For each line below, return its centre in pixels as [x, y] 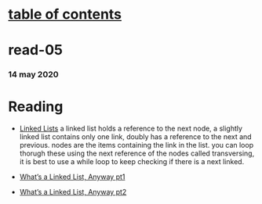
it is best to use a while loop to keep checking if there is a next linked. [132, 162]
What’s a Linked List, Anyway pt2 [73, 192]
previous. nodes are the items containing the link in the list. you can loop [136, 145]
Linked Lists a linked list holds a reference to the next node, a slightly [131, 129]
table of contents [65, 14]
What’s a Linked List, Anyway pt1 [72, 177]
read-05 [35, 50]
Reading [36, 107]
